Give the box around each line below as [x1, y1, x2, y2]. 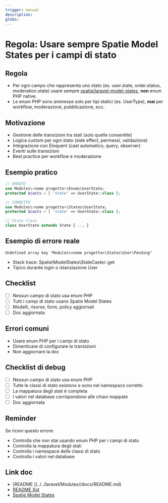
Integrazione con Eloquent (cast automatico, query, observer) [12, 143, 141, 149]
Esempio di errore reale [5, 237, 80, 245]
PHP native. [12, 93, 37, 99]
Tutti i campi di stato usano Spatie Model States [12, 298, 112, 304]
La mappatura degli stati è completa [12, 388, 87, 394]
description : [5, 12, 33, 17]
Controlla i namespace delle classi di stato [12, 448, 100, 454]
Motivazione [5, 118, 45, 127]
